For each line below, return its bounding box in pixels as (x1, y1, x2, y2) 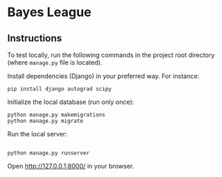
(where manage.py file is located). (7, 58, 103, 67)
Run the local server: (7, 130, 68, 138)
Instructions (7, 32, 62, 44)
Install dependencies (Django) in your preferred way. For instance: (7, 72, 199, 80)
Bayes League (7, 4, 92, 20)
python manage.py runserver (7, 150, 90, 157)
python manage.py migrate (7, 117, 83, 124)
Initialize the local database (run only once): (7, 98, 135, 106)
